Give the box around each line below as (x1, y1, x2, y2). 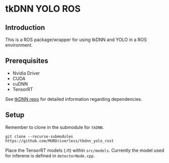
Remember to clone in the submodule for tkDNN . (5, 124, 104, 130)
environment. (5, 42, 33, 48)
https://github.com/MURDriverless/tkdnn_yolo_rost (5, 138, 114, 143)
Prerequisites (5, 57, 48, 65)
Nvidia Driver (12, 70, 40, 76)
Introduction (5, 23, 45, 32)
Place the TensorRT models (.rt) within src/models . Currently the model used (5, 147, 164, 153)
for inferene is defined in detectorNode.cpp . (5, 152, 95, 158)
